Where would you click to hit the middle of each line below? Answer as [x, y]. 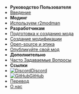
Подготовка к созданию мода [42, 34]
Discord [39, 71]
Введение [20, 12]
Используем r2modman [35, 23]
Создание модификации [36, 39]
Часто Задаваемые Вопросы [40, 60]
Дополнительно [28, 55]
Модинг [18, 18]
